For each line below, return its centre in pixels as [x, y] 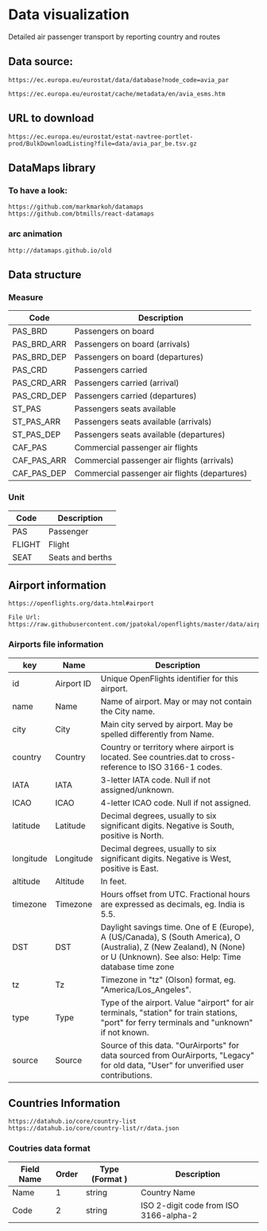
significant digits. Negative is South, [167, 825]
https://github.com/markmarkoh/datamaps [76, 207]
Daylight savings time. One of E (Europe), [177, 926]
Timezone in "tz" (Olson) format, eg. [168, 980]
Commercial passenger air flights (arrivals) [154, 460]
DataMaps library [52, 167]
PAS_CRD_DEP [40, 396]
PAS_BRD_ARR [39, 344]
